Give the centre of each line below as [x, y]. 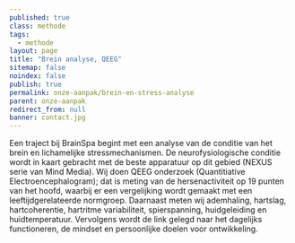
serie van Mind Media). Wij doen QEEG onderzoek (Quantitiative [127, 172]
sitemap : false [38, 68]
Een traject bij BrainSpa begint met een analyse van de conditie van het [141, 143]
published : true [39, 17]
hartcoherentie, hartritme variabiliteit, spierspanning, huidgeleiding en [138, 210]
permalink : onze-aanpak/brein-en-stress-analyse [102, 92]
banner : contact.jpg [48, 117]
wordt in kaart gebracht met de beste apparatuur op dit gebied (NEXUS [141, 162]
